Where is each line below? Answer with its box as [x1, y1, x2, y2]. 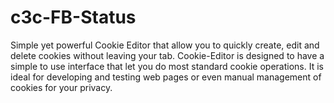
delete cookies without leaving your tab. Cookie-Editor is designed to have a [10, 49, 325, 61]
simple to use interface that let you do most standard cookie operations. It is [10, 60, 324, 72]
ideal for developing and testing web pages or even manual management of [10, 71, 322, 83]
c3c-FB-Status [10, 6, 137, 29]
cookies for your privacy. [10, 81, 113, 93]
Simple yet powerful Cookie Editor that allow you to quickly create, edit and [10, 39, 320, 51]
